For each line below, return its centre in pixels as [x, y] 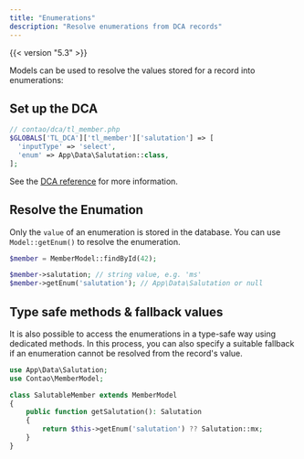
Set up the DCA [54, 108]
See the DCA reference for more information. [94, 181]
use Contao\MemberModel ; [57, 379]
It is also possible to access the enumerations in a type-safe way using [143, 334]
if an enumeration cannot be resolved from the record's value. [126, 353]
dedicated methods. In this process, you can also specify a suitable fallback [152, 343]
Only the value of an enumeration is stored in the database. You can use [145, 232]
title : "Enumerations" [52, 18]
